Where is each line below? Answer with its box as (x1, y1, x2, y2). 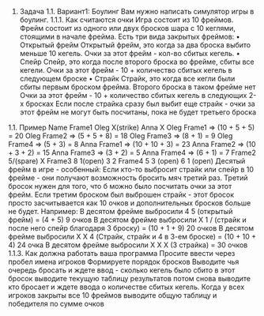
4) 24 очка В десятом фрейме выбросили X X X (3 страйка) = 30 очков (8, 240, 248, 250)
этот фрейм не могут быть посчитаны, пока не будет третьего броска (19, 107, 257, 117)
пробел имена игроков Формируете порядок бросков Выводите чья (8, 257, 239, 266)
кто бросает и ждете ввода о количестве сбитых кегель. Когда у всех (8, 282, 245, 292)
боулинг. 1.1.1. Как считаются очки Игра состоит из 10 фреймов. (19, 15, 234, 24)
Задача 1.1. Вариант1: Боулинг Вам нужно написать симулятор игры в (19, 7, 255, 16)
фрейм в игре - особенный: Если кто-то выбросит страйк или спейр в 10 (8, 165, 255, 174)
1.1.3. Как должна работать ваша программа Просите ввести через (8, 249, 236, 258)
